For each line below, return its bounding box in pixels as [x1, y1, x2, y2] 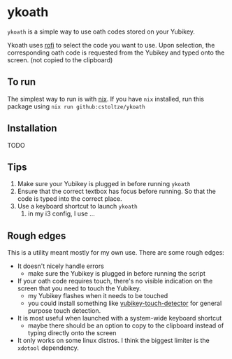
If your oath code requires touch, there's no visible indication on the [17, 277, 213, 286]
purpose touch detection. [27, 307, 101, 315]
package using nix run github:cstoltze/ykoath [7, 102, 145, 111]
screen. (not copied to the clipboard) [7, 55, 113, 64]
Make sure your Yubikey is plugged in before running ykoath [17, 180, 191, 188]
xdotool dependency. [17, 344, 79, 352]
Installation [7, 122, 57, 134]
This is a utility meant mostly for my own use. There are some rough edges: [7, 248, 225, 257]
